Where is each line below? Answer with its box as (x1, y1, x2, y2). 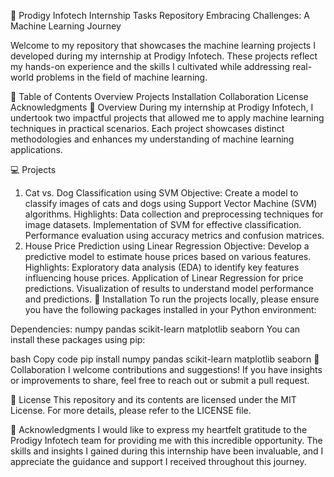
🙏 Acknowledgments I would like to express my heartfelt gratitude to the (10, 424, 308, 435)
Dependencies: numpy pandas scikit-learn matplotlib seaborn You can (10, 323, 301, 335)
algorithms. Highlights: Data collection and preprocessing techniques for (24, 208, 324, 220)
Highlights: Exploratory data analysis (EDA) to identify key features (24, 261, 300, 273)
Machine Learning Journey (10, 20, 122, 32)
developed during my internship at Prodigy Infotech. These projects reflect (10, 50, 318, 62)
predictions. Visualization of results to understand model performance (24, 283, 314, 294)
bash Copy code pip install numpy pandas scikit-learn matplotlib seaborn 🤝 (10, 353, 320, 365)
